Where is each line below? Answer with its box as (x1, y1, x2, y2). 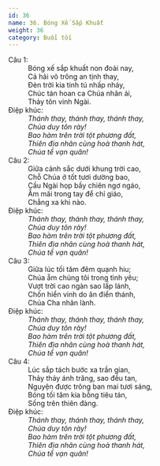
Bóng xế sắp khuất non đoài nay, (28, 64, 134, 73)
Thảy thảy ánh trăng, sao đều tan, (28, 374, 138, 383)
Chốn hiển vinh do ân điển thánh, (28, 289, 136, 300)
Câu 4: (8, 356, 30, 367)
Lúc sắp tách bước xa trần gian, (28, 365, 131, 375)
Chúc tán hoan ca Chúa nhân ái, (28, 88, 132, 99)
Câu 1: (8, 55, 29, 65)
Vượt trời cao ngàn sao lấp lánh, (28, 281, 132, 291)
